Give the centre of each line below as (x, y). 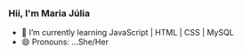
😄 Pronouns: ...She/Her (65, 42)
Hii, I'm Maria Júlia (49, 13)
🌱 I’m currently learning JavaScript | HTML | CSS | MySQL (128, 33)
